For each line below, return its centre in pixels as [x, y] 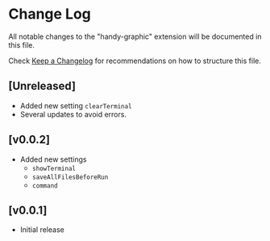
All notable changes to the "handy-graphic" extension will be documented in [135, 36]
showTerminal [54, 168]
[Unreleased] [42, 86]
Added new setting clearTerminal [76, 105]
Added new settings [53, 159]
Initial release [42, 230]
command [45, 186]
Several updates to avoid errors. [73, 114]
